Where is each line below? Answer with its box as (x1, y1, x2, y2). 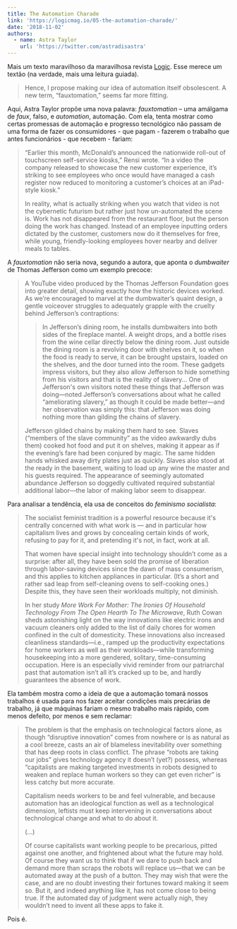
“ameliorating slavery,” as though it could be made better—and (42, 398, 225, 406)
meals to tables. (24, 245, 71, 252)
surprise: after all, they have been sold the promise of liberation (24, 558, 209, 565)
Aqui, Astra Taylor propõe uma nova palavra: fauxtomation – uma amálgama (7, 105, 229, 113)
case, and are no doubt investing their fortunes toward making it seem (24, 879, 229, 887)
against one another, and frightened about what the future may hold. (24, 849, 224, 857)
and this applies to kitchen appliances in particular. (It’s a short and (24, 572, 219, 580)
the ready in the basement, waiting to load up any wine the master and (24, 464, 230, 472)
